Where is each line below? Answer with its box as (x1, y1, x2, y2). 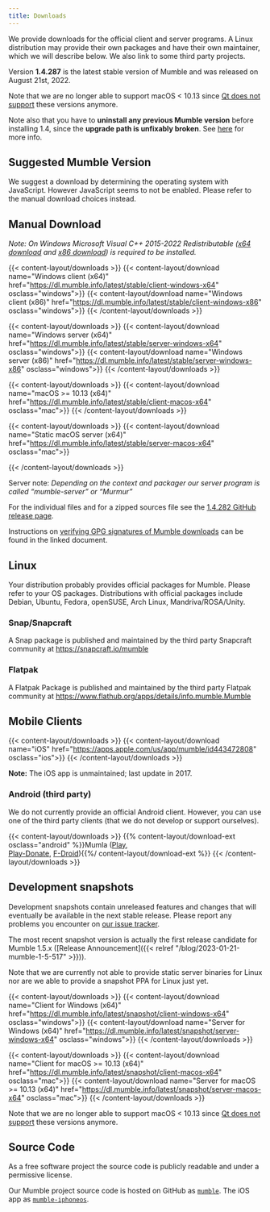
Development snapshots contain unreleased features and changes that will (8, 902, 256, 911)
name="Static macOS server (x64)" (8, 430, 127, 439)
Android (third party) (8, 789, 92, 800)
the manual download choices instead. (8, 194, 137, 204)
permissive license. (8, 1170, 73, 1180)
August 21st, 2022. (8, 75, 71, 85)
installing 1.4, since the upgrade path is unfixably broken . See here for (8, 123, 244, 133)
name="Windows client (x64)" (8, 272, 110, 281)
